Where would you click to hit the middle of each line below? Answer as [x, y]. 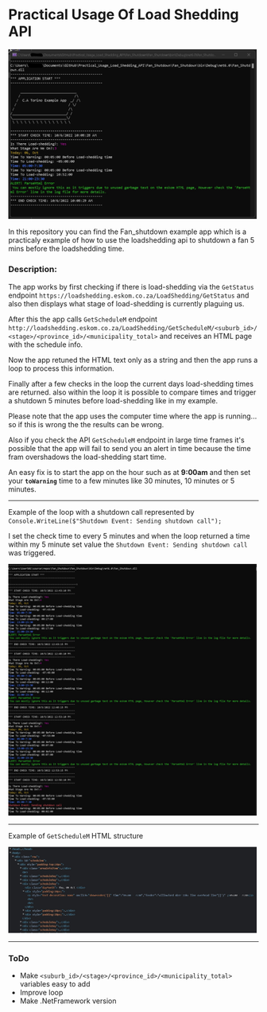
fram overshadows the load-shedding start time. [87, 457]
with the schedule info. [46, 344]
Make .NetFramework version [68, 1001]
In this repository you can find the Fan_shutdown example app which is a [128, 232]
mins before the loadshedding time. [66, 249]
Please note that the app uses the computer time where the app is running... [133, 416]
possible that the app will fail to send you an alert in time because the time [130, 448]
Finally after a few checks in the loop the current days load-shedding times [131, 383]
